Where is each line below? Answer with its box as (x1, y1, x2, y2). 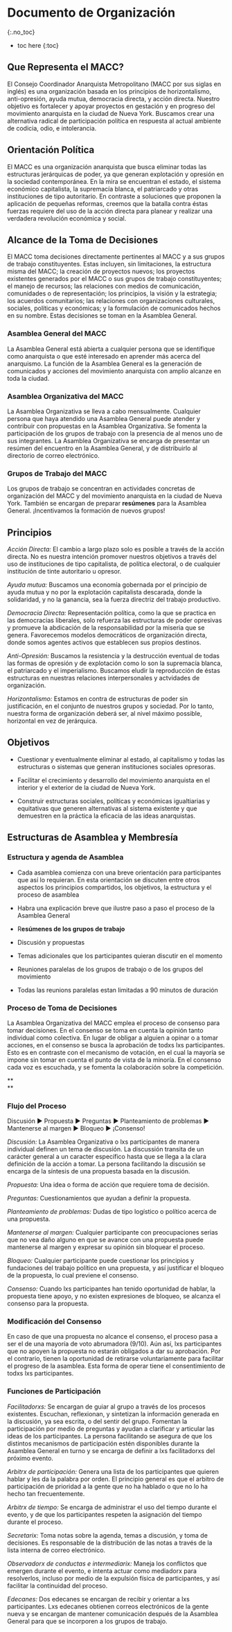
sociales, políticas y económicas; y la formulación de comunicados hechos (7, 304, 221, 313)
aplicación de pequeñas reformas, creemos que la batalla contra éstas (7, 199, 208, 207)
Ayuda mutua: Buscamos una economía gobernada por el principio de (7, 581, 208, 589)
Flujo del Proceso (7, 1101, 67, 1110)
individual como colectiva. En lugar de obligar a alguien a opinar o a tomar (7, 1033, 219, 1042)
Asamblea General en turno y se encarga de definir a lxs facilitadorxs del (7, 1446, 215, 1454)
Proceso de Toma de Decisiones (7, 1003, 118, 1013)
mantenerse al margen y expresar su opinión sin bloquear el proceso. (7, 1243, 206, 1251)
